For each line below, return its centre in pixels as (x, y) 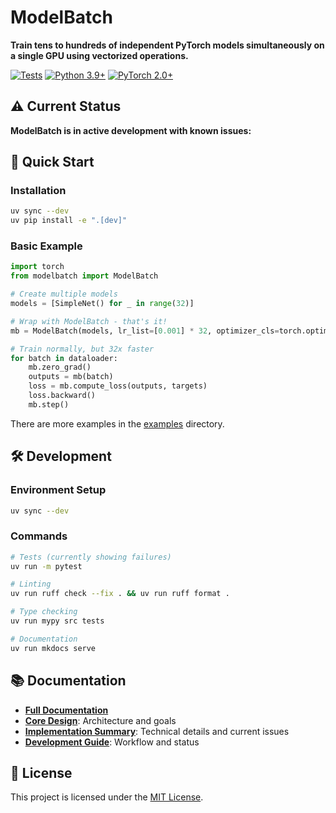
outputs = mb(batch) (71, 377)
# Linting (31, 584)
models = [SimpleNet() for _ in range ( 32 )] (102, 304)
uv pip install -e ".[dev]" (69, 221)
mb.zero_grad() (60, 367)
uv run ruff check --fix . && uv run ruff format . (120, 594)
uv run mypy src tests (57, 621)
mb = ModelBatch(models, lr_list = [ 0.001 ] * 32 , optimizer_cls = (145, 331)
